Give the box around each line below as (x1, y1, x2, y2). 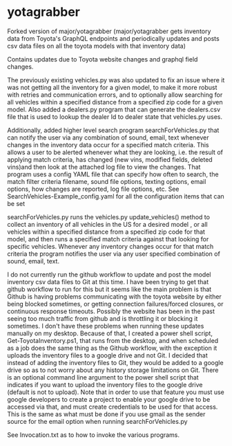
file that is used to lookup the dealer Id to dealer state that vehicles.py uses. (7, 112, 223, 121)
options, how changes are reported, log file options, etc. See (7, 185, 180, 193)
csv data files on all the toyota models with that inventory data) (7, 41, 186, 50)
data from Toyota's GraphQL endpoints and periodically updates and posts (7, 34, 220, 42)
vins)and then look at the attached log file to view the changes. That (7, 162, 201, 171)
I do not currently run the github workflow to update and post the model (7, 270, 211, 279)
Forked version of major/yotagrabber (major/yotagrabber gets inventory (7, 27, 211, 35)
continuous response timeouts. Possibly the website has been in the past (7, 307, 215, 315)
